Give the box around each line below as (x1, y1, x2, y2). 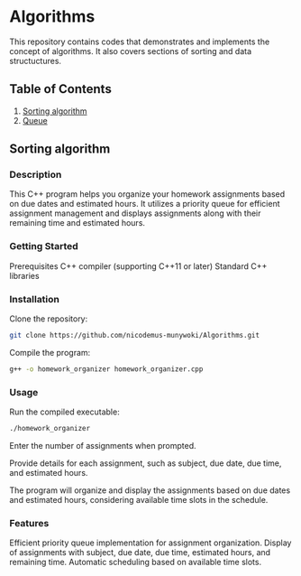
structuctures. (9, 55, 61, 66)
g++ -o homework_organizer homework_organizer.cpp (9, 364, 204, 374)
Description (9, 169, 62, 181)
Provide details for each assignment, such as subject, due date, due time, (9, 458, 282, 469)
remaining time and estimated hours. (9, 218, 146, 228)
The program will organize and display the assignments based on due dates (9, 485, 291, 496)
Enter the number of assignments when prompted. (9, 440, 196, 451)
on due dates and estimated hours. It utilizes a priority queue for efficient (9, 199, 280, 209)
